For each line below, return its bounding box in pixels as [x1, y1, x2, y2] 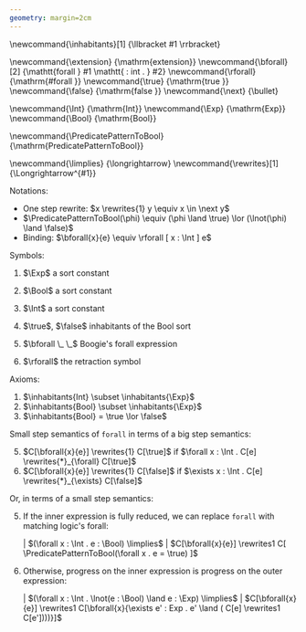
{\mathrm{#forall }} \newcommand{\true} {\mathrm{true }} [9, 75, 230, 87]
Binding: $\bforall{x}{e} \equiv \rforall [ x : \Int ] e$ [22, 232, 212, 243]
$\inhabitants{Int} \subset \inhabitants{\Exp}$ [22, 391, 195, 402]
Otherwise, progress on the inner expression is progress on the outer [22, 565, 283, 576]
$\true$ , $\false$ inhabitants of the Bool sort [22, 321, 192, 332]
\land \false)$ [22, 222, 74, 233]
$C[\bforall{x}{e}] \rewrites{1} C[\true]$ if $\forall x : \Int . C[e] [22, 446, 258, 457]
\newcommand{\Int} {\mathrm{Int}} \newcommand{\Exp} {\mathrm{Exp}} [9, 102, 286, 114]
